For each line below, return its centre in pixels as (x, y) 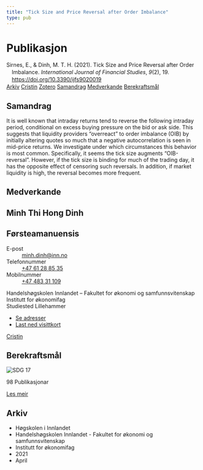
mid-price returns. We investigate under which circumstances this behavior (101, 146)
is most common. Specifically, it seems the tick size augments (85, 153)
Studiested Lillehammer (36, 306)
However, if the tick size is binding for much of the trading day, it (113, 159)
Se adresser (30, 318)
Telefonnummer (26, 262)
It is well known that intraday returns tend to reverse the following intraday (100, 121)
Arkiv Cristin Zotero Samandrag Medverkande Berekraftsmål (83, 87)
